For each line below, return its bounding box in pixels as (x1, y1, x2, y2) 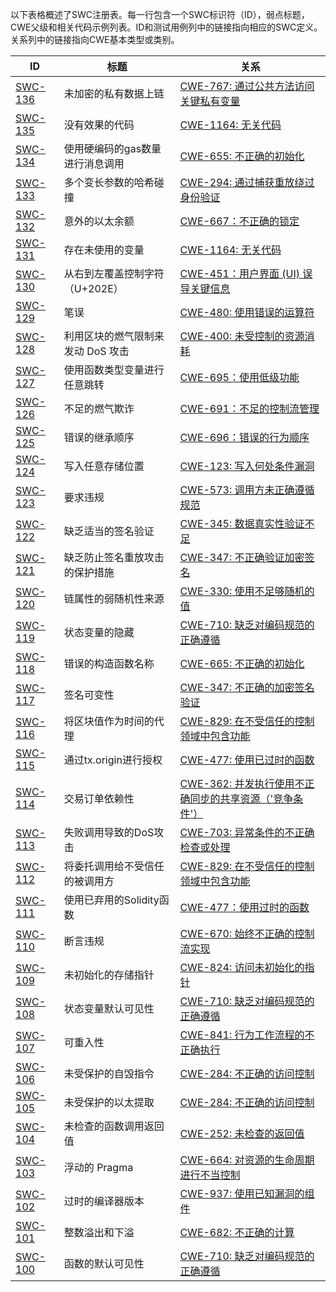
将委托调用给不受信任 (63, 859, 165, 873)
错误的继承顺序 (63, 431, 135, 444)
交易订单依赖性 (63, 792, 135, 805)
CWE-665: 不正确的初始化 (179, 657, 305, 670)
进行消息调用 (63, 157, 125, 170)
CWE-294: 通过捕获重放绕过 (179, 176, 315, 189)
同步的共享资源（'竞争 (189, 792, 294, 805)
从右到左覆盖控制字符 (63, 267, 165, 280)
